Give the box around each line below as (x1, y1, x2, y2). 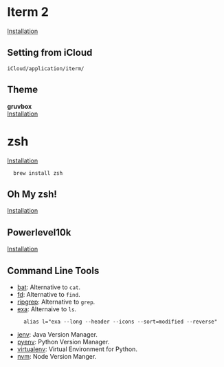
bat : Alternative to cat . (16, 283, 81, 291)
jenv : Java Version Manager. (16, 330, 98, 338)
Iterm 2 (7, 4, 49, 20)
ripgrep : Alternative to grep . (16, 297, 96, 306)
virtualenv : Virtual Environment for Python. (16, 345, 137, 353)
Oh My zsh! (7, 188, 57, 200)
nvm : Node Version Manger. (16, 352, 97, 360)
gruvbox (7, 102, 32, 110)
